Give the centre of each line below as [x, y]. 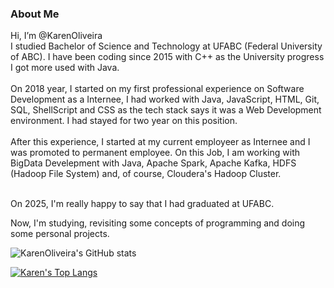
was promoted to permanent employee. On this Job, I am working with [155, 153]
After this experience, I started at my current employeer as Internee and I [160, 142]
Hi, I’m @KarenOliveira [56, 36]
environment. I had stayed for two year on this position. [124, 121]
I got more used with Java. [65, 68]
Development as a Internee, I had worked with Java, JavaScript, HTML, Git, [165, 99]
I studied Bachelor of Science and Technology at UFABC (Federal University [166, 46]
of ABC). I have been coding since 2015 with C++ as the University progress [167, 57]
